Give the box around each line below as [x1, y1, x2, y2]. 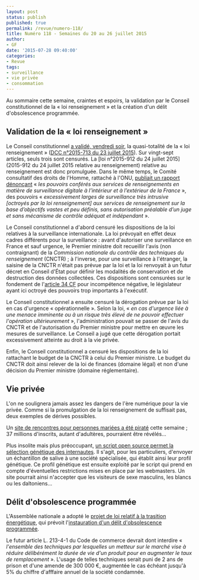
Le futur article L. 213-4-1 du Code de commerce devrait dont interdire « [6, 537, 182, 544]
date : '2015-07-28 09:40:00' [6, 48, 78, 54]
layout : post [6, 8, 38, 15]
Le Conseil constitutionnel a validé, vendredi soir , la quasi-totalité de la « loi [6, 142, 190, 149]
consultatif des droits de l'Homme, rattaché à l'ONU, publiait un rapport [6, 174, 180, 181]
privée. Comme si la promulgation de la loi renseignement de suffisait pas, [6, 406, 187, 413]
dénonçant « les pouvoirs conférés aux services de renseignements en [6, 180, 179, 187]
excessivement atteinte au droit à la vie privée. [6, 336, 120, 343]
